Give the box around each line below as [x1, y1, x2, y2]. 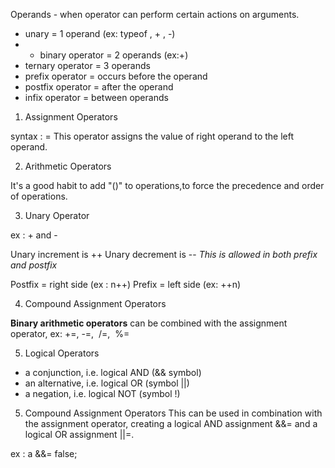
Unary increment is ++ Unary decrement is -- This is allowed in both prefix [10, 249, 318, 260]
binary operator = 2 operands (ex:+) [39, 49, 189, 61]
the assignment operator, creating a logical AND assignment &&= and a [24, 418, 318, 429]
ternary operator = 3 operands [24, 60, 151, 71]
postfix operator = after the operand [24, 81, 174, 93]
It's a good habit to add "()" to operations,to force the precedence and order [10, 180, 325, 191]
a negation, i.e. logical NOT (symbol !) [24, 388, 181, 399]
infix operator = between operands [24, 92, 169, 103]
